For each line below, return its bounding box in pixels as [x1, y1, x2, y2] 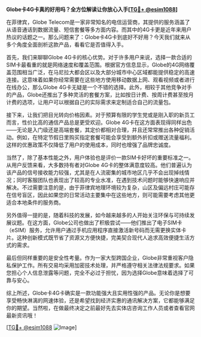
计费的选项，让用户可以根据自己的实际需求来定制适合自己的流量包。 [6, 99, 174, 105]
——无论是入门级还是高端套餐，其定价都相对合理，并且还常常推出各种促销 [6, 126, 190, 133]
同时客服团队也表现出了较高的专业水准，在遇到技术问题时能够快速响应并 [16, 177, 195, 183]
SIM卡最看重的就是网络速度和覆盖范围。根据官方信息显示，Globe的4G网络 [6, 61, 190, 68]
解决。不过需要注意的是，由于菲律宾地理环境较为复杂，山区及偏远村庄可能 [6, 184, 190, 191]
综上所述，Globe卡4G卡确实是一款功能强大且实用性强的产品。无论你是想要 [6, 290, 191, 296]
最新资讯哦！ [6, 312, 38, 319]
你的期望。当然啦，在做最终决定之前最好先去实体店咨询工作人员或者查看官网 [6, 305, 195, 311]
